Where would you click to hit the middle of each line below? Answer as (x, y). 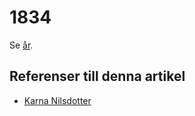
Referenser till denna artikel (97, 76)
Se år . (21, 45)
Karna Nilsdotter (57, 100)
